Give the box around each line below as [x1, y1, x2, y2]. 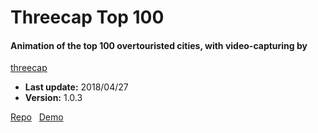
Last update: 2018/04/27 [24, 81, 129, 93]
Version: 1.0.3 [24, 92, 83, 104]
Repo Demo [10, 111, 64, 123]
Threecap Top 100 [10, 6, 165, 29]
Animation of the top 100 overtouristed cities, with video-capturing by [10, 39, 308, 51]
